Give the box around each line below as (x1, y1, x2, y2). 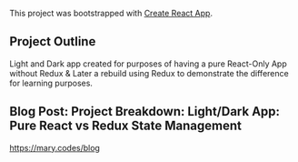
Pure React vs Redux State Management (9, 118, 243, 134)
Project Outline (9, 34, 96, 49)
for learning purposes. (9, 77, 94, 88)
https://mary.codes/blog (9, 142, 100, 153)
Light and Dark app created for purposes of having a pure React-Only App (9, 58, 288, 69)
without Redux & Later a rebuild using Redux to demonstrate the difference (9, 67, 289, 78)
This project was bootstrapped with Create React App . (9, 8, 214, 18)
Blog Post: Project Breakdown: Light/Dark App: (9, 104, 280, 119)
